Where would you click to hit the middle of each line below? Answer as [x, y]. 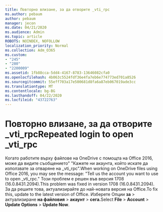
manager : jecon [20, 23]
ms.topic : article [24, 37]
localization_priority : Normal [37, 46]
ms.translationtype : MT [29, 86]
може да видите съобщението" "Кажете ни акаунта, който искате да [77, 163]
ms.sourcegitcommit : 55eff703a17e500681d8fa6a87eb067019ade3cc [71, 82]
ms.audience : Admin [25, 32]
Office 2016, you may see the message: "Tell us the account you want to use [82, 174]
